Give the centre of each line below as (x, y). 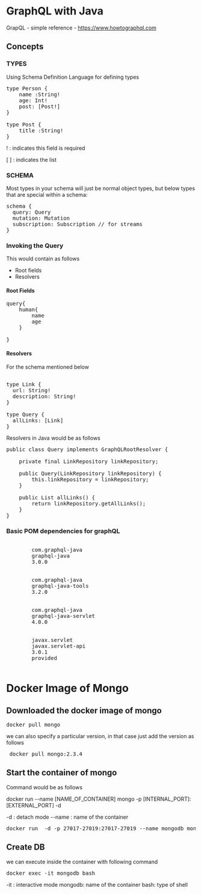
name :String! (40, 94)
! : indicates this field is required (46, 148)
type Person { (27, 88)
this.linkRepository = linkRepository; (90, 479)
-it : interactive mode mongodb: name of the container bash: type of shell (97, 884)
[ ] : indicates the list (32, 159)
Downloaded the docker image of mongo (84, 710)
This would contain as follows (43, 259)
